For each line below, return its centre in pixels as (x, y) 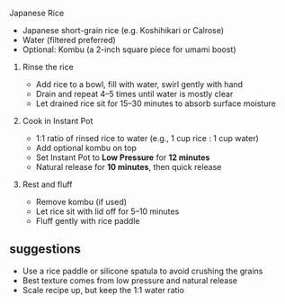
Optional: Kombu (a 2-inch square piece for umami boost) (129, 49)
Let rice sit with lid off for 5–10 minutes (107, 211)
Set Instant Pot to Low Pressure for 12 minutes (123, 157)
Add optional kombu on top (86, 148)
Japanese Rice (37, 13)
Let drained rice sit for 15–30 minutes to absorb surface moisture (156, 103)
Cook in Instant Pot (58, 121)
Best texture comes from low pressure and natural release (130, 280)
